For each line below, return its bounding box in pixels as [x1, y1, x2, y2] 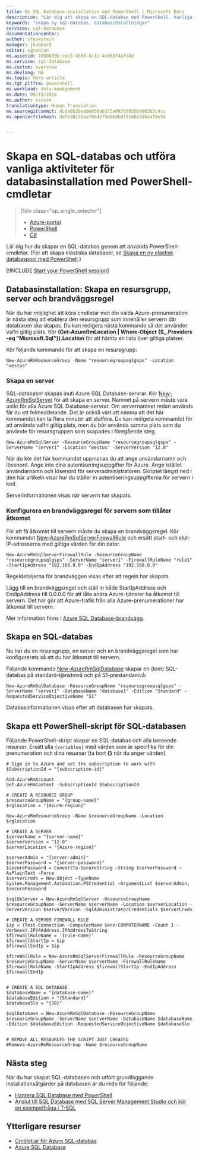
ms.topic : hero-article [6, 75, 65, 81]
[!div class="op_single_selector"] [20, 207, 102, 215]
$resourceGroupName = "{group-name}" [6, 798, 100, 804]
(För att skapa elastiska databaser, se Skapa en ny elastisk [30, 249, 173, 256]
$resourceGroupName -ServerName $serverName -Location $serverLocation [6, 902, 187, 908]
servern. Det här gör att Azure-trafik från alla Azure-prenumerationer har [6, 597, 184, 604]
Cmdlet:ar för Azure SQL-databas [14, 1137, 97, 1144]
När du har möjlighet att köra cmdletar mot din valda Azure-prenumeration [6, 310, 188, 316]
